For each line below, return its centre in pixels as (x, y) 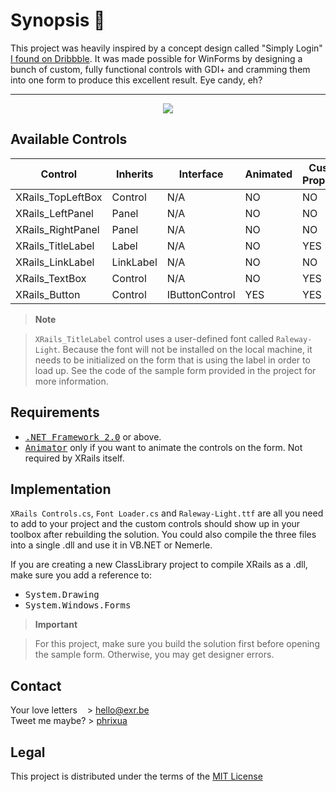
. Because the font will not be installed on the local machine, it (185, 349)
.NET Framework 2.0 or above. (93, 436)
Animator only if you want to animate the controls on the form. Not (163, 447)
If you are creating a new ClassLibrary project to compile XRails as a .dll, (159, 565)
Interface (201, 174)
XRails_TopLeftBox (59, 197)
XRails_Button (48, 294)
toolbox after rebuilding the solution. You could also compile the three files (163, 535)
